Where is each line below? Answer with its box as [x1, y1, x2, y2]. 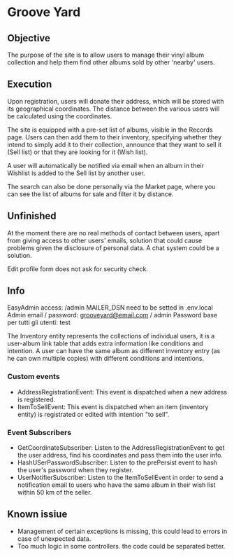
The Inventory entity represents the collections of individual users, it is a [7, 332, 215, 341]
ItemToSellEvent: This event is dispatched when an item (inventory [17, 402, 209, 411]
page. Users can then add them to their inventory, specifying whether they [7, 132, 222, 141]
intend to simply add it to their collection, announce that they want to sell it [7, 140, 222, 149]
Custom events [7, 372, 61, 382]
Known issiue [7, 509, 68, 521]
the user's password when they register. [17, 466, 134, 474]
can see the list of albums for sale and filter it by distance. [7, 190, 174, 198]
